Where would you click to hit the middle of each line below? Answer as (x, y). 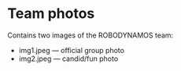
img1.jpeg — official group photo (72, 50)
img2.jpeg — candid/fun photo (68, 59)
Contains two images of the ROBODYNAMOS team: (90, 35)
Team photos (51, 14)
